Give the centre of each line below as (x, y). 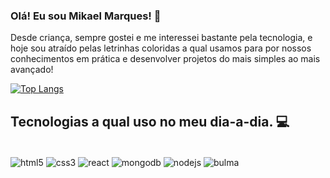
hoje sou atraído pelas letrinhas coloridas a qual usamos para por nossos (161, 48)
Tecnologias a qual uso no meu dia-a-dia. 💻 (150, 121)
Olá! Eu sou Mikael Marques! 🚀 (86, 16)
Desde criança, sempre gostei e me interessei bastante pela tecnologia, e (161, 38)
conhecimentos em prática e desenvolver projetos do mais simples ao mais (165, 59)
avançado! (32, 70)
